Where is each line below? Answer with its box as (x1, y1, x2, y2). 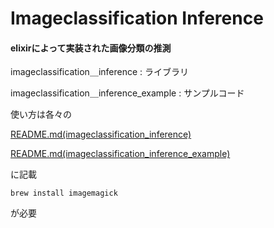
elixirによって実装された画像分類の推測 (10, 42, 172, 54)
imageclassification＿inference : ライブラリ (10, 66, 190, 78)
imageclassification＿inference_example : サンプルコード (10, 87, 245, 99)
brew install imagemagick (10, 188, 118, 199)
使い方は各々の (10, 108, 72, 121)
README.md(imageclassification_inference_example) (10, 148, 231, 160)
